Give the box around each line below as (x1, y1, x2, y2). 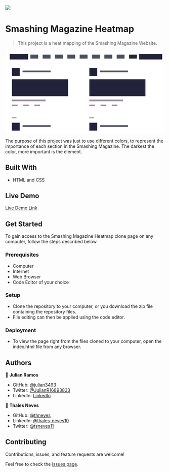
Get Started (5, 219, 43, 228)
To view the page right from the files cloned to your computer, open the (12, 338, 162, 344)
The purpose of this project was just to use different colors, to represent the (5, 138, 163, 144)
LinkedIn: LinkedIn (12, 392, 51, 398)
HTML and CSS (12, 177, 45, 183)
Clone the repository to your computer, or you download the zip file (12, 303, 153, 309)
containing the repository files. (12, 308, 77, 314)
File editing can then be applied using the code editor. (12, 314, 125, 320)
